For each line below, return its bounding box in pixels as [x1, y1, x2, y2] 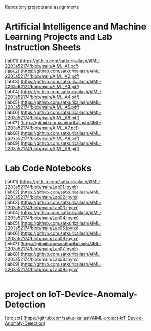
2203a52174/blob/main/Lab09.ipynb [5, 266, 77, 272]
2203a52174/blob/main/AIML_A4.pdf [5, 94, 78, 100]
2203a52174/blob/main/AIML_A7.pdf [5, 125, 78, 131]
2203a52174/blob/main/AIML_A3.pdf [5, 84, 78, 89]
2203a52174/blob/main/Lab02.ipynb [5, 194, 77, 200]
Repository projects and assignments [5, 4, 79, 10]
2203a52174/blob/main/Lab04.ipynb [5, 215, 77, 221]
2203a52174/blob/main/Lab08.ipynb [5, 256, 77, 262]
